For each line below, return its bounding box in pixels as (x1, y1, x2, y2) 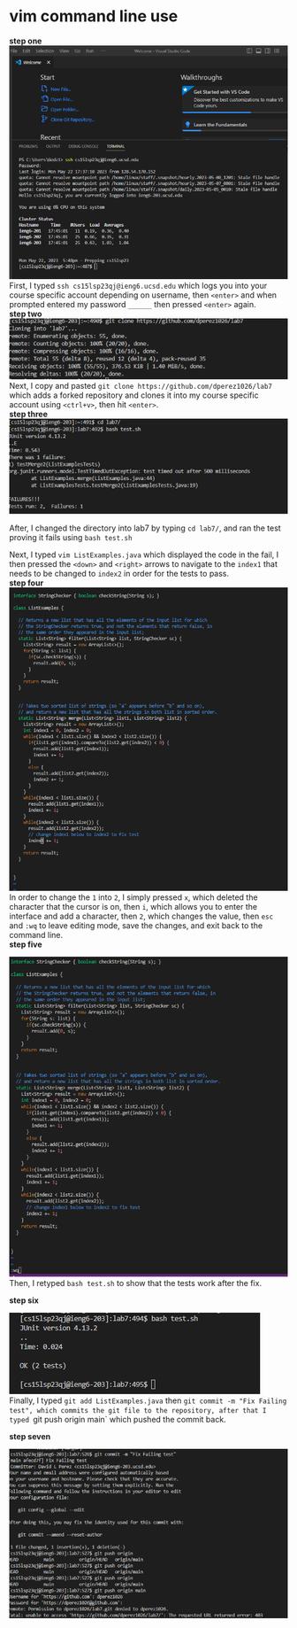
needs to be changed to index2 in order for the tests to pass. (9, 569, 230, 579)
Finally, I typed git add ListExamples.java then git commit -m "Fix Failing (9, 1395, 287, 1406)
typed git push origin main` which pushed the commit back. (9, 1415, 227, 1425)
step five (9, 939, 42, 950)
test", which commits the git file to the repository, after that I (9, 1407, 267, 1415)
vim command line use (9, 6, 179, 27)
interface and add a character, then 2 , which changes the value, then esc (9, 911, 274, 921)
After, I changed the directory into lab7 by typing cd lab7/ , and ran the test (9, 523, 281, 533)
